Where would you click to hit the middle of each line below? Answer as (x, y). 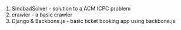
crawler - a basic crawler (42, 15)
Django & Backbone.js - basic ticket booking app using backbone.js (93, 21)
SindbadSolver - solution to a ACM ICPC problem (71, 9)
